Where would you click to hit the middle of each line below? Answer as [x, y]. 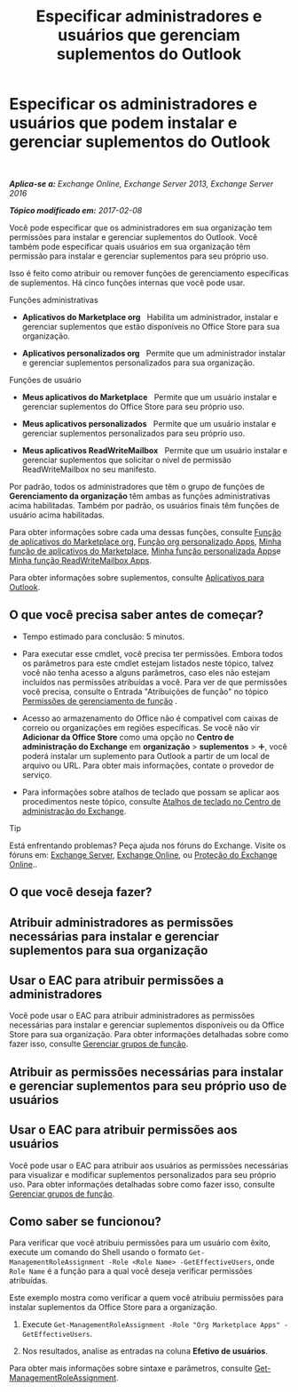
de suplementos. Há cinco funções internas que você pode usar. [127, 283]
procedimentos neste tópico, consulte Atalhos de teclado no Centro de [151, 801]
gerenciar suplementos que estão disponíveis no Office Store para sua [151, 326]
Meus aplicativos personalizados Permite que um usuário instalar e [149, 423]
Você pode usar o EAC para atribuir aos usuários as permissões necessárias [149, 1165]
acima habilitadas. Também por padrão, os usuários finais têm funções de [145, 505]
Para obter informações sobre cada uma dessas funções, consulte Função [145, 532]
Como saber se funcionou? [86, 1221]
